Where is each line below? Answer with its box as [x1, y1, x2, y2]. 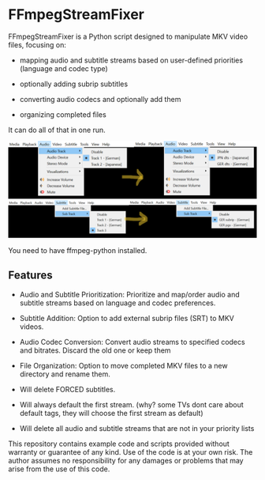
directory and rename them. [19, 369, 110, 379]
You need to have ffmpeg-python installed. [8, 245, 147, 255]
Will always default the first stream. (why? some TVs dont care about [19, 399, 244, 409]
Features [8, 269, 53, 282]
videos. [19, 322, 44, 331]
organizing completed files [19, 109, 106, 119]
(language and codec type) [19, 63, 108, 73]
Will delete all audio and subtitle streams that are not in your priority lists [19, 423, 255, 433]
